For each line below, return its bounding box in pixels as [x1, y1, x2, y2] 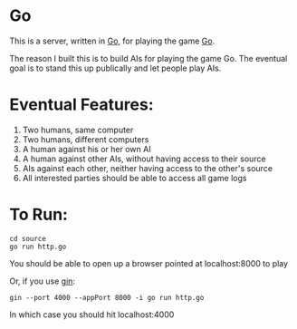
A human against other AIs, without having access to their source [22, 153, 266, 164]
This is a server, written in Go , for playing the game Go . [9, 35, 216, 46]
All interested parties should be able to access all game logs [22, 172, 247, 183]
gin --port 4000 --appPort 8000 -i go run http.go [9, 293, 205, 302]
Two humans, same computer [22, 124, 134, 135]
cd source [9, 234, 47, 243]
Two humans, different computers [22, 133, 149, 145]
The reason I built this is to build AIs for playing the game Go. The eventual [9, 53, 288, 63]
